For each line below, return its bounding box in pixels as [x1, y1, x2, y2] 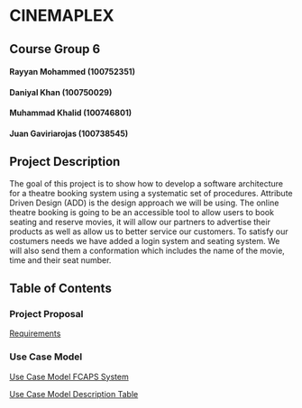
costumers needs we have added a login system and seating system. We [9, 235, 280, 246]
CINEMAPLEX [9, 5, 114, 26]
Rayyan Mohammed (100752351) [9, 67, 135, 77]
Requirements [9, 328, 61, 339]
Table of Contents [9, 281, 113, 296]
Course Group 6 [9, 41, 101, 57]
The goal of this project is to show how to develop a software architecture [9, 177, 284, 189]
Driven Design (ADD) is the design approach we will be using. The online [9, 197, 279, 208]
